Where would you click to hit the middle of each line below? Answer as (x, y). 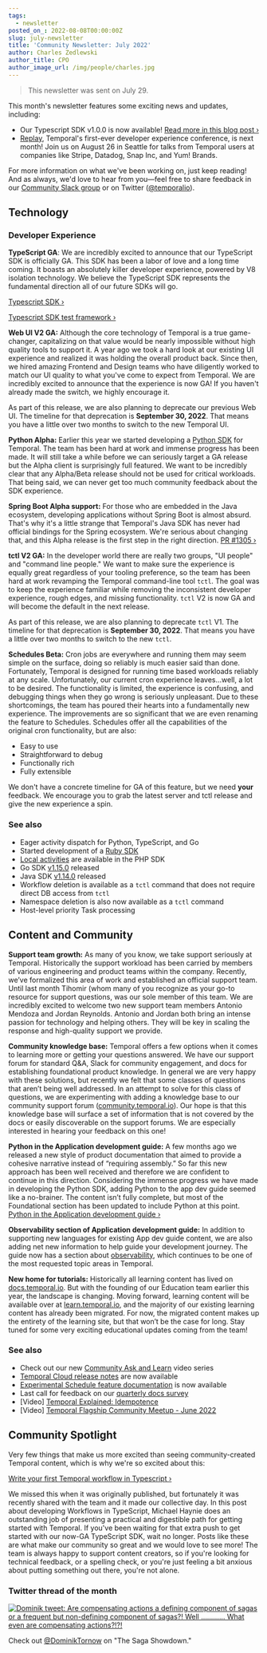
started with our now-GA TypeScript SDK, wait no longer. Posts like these (129, 1536)
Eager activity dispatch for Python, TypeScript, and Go (109, 842)
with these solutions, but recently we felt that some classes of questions (127, 1080)
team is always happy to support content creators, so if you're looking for (129, 1553)
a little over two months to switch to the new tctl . (90, 639)
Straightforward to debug (61, 755)
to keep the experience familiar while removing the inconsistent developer (130, 590)
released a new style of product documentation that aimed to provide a (125, 1154)
